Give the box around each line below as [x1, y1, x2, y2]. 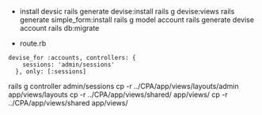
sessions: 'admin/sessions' [22, 61, 115, 69]
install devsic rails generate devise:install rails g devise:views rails [19, 7, 235, 16]
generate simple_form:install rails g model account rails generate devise [19, 15, 255, 24]
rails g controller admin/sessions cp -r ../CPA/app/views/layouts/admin [8, 82, 239, 91]
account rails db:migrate [19, 24, 100, 32]
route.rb [19, 39, 47, 48]
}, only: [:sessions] [15, 68, 87, 76]
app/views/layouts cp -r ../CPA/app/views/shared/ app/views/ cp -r [8, 90, 228, 99]
